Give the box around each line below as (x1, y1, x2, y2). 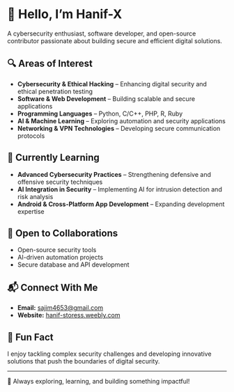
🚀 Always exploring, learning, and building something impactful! (7, 377, 190, 385)
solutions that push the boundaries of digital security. (7, 357, 160, 365)
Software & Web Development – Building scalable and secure (17, 94, 196, 103)
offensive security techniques (17, 178, 103, 186)
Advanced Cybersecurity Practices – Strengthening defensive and (17, 170, 211, 178)
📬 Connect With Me (7, 281, 98, 293)
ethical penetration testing (17, 87, 93, 95)
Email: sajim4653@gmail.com (17, 304, 104, 312)
